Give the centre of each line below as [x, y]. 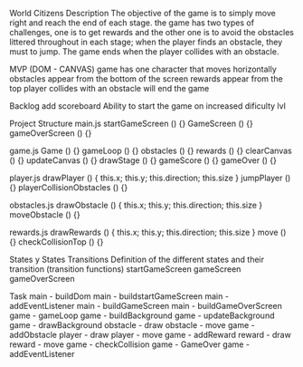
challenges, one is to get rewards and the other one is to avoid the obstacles [151, 32]
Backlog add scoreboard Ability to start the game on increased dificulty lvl [148, 106]
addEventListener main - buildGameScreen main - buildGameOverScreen [146, 306]
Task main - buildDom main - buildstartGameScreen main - [119, 296]
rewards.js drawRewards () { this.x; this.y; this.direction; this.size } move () [148, 232]
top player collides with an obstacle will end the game [109, 88]
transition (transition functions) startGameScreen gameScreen [125, 269]
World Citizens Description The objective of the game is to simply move [142, 13]
